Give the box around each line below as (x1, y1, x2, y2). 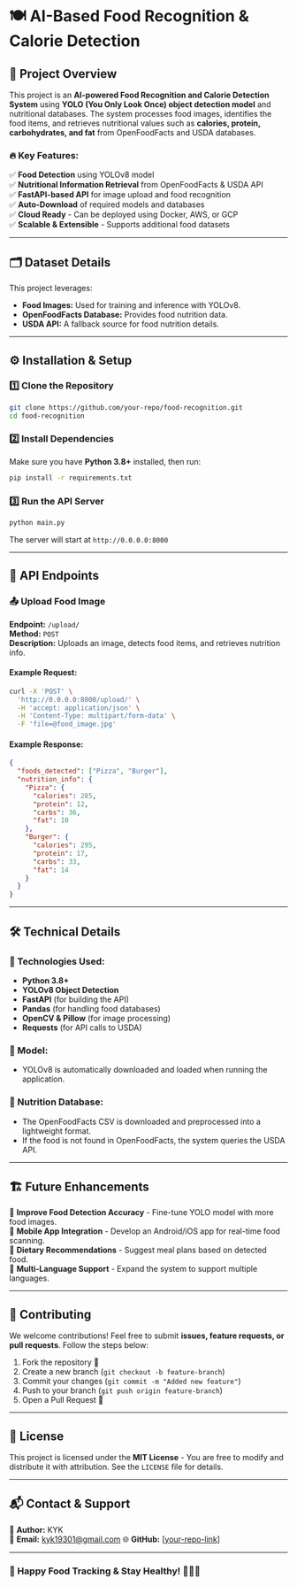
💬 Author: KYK (9, 1524, 64, 1535)
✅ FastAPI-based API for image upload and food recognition (9, 189, 232, 200)
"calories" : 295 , (32, 841, 97, 850)
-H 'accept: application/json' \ (17, 704, 141, 712)
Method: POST (9, 628, 59, 639)
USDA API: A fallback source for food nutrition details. (21, 319, 219, 329)
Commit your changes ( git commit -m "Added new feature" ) (21, 1376, 241, 1387)
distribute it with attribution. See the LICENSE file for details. (9, 1461, 224, 1472)
